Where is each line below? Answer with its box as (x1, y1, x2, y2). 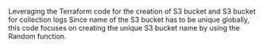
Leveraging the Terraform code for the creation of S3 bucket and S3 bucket (8, 7, 256, 16)
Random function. (8, 31, 67, 41)
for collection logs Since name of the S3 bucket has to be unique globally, (8, 15, 250, 24)
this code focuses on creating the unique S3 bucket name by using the (8, 23, 240, 32)
